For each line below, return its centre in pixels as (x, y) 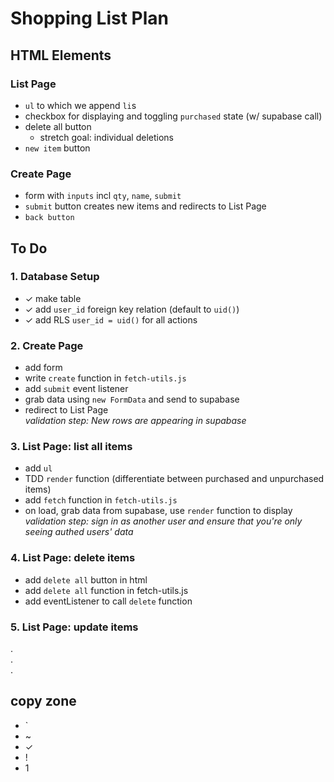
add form (43, 368)
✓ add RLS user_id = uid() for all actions (111, 319)
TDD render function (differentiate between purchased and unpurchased (174, 479)
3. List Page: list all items (71, 447)
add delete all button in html (86, 579)
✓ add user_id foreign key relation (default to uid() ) (132, 309)
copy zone (43, 701)
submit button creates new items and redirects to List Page (145, 206)
